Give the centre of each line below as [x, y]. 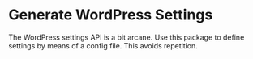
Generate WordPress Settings [111, 15]
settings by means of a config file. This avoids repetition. [103, 45]
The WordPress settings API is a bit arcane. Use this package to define [126, 37]
